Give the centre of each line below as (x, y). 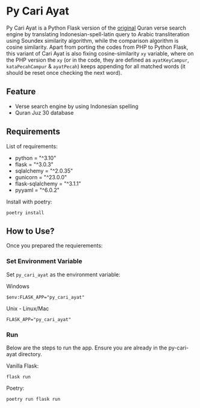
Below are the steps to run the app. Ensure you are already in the (87, 348)
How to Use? (30, 231)
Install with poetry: (29, 202)
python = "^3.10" (36, 158)
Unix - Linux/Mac (28, 308)
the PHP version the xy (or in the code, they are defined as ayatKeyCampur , (98, 60)
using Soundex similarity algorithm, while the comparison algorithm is (92, 40)
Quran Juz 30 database (44, 112)
